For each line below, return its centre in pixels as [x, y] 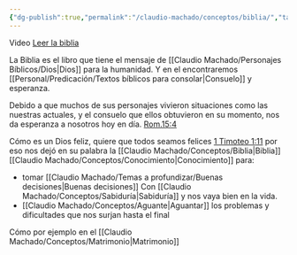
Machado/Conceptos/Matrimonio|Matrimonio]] [94, 241]
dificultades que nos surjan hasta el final [95, 214]
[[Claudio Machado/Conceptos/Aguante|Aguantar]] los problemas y [145, 205]
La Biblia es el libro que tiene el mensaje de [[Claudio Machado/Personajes [145, 59]
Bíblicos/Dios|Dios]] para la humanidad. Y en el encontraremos [124, 69]
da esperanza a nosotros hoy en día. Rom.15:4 [93, 124]
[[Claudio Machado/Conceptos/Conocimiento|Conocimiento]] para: [132, 159]
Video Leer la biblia [44, 42]
